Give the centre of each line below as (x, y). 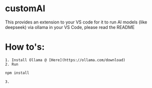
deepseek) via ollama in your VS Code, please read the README (70, 27)
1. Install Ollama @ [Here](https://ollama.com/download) (65, 60)
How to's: (25, 47)
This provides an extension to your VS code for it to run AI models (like (76, 22)
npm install (17, 73)
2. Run (12, 64)
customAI (25, 9)
